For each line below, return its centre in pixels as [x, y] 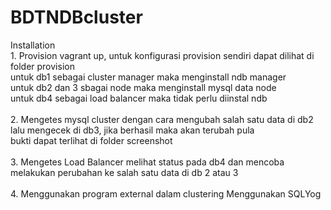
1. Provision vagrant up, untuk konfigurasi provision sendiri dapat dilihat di [162, 55]
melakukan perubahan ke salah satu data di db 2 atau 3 [124, 172]
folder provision [42, 66]
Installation [33, 45]
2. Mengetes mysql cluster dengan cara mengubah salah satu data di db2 [162, 119]
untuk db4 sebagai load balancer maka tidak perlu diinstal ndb [139, 98]
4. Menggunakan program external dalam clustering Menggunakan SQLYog [166, 193]
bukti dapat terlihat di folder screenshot [91, 140]
